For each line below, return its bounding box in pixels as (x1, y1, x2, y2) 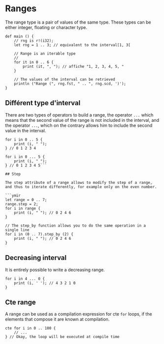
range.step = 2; (5, 201, 38, 206)
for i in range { (5, 206, 41, 211)
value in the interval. (5, 127, 46, 133)
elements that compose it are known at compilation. (5, 316, 110, 322)
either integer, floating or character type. (5, 24, 87, 30)
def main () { (5, 34, 34, 39)
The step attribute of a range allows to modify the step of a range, (5, 180, 153, 185)
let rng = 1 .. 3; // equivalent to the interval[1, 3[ (14, 42, 131, 47)
